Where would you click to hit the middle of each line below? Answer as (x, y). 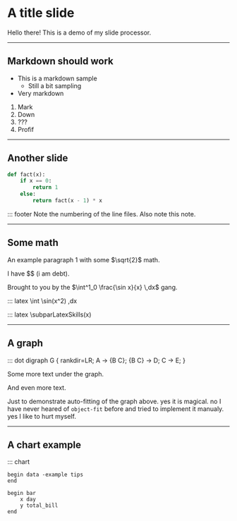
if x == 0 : (36, 181)
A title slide (41, 13)
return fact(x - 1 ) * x (67, 201)
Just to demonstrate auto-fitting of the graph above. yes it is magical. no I (114, 401)
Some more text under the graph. (56, 374)
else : (28, 194)
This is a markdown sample (57, 78)
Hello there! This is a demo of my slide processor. (79, 32)
